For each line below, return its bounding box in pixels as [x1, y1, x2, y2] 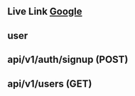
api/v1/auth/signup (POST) [7, 54, 129, 66]
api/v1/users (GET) [7, 78, 92, 90]
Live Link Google [7, 6, 83, 18]
